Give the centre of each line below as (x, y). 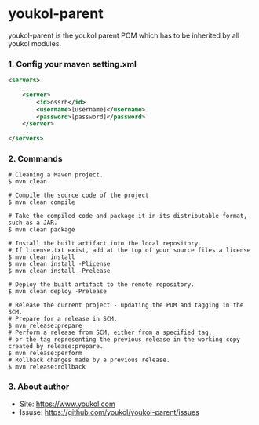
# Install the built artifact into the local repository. (105, 244)
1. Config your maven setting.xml (73, 64)
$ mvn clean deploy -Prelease (58, 292)
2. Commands (35, 159)
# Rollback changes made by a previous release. (89, 360)
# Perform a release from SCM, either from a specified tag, (110, 333)
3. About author (39, 387)
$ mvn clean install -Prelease (59, 271)
